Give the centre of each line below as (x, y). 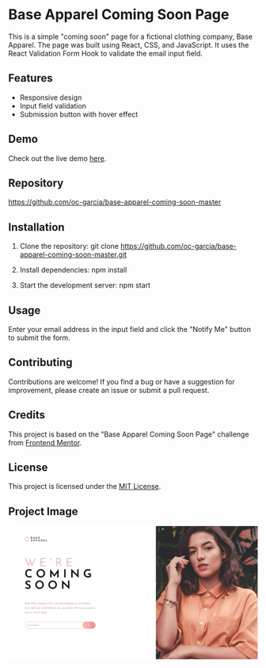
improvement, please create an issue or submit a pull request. (109, 390)
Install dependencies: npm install (73, 270)
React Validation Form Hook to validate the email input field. (106, 53)
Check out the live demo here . (57, 158)
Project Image (43, 511)
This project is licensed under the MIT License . (85, 487)
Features (30, 78)
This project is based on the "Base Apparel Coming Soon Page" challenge (129, 434)
